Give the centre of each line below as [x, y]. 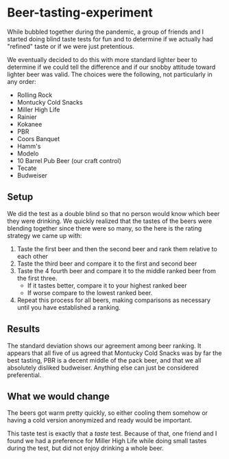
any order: [22, 81]
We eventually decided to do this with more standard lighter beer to [102, 59]
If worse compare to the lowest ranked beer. [90, 292]
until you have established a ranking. [69, 307]
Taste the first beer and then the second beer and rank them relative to [117, 248]
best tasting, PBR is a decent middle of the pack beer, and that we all [104, 360]
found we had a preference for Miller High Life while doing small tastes [107, 441]
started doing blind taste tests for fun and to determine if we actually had [110, 39]
